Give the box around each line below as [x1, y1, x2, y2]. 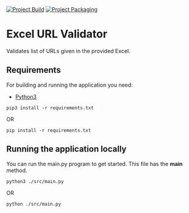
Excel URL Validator [6, 27, 108, 41]
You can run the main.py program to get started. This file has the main [6, 160, 183, 167]
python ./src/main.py [6, 201, 62, 207]
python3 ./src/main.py [6, 178, 64, 184]
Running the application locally [6, 144, 127, 154]
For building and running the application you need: [6, 81, 133, 88]
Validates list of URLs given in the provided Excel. [6, 47, 130, 54]
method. [6, 167, 27, 174]
